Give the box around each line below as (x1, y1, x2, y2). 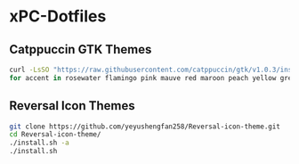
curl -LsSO (9, 65, 50, 74)
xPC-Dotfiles (9, 6, 107, 27)
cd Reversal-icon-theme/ (9, 130, 101, 139)
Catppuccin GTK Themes (9, 42, 152, 57)
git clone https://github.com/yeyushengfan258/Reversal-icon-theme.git (9, 122, 280, 131)
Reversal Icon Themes (9, 98, 135, 113)
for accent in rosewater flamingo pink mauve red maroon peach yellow (9, 73, 277, 82)
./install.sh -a (9, 138, 69, 148)
